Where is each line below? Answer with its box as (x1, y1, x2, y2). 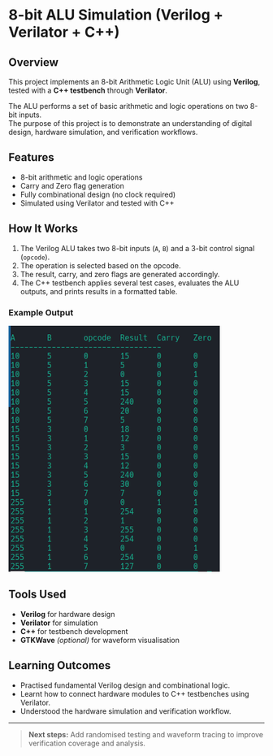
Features (8, 150, 54, 164)
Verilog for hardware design (19, 609, 115, 619)
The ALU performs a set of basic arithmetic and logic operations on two (8, 102, 249, 111)
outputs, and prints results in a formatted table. (19, 286, 178, 296)
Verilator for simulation (19, 618, 99, 628)
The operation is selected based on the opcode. (19, 260, 181, 270)
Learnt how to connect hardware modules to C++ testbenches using (19, 689, 249, 698)
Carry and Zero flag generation (19, 180, 124, 190)
